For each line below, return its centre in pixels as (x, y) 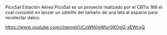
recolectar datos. (23, 17)
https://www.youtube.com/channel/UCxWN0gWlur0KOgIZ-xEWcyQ (75, 27)
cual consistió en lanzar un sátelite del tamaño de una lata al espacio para (81, 12)
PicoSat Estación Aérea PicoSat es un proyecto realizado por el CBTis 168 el (84, 7)
